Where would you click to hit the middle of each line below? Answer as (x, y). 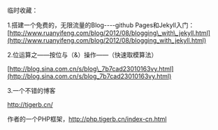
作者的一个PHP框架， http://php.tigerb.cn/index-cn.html (87, 119)
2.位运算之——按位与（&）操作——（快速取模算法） (82, 55)
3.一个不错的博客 (31, 91)
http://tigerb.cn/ (30, 104)
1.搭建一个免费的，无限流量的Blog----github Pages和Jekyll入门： (101, 25)
